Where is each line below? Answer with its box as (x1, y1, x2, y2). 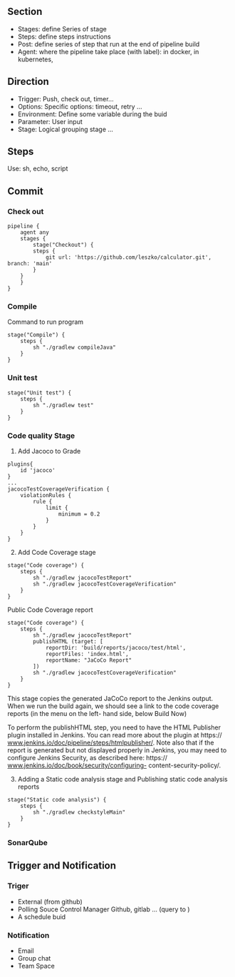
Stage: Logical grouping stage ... (17, 125, 114, 133)
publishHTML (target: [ (33, 638, 103, 645)
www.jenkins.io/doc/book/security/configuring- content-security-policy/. (7, 761, 221, 769)
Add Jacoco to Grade (17, 447, 81, 456)
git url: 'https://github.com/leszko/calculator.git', (45, 254, 212, 261)
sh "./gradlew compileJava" (33, 344, 116, 352)
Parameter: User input (17, 117, 83, 126)
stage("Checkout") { (33, 242, 94, 249)
